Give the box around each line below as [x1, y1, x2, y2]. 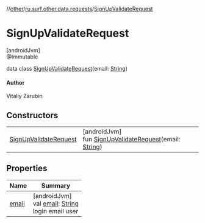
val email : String [32, 199, 79, 208]
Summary [41, 181, 71, 189]
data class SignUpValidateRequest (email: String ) [6, 65, 128, 72]
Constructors [6, 110, 59, 121]
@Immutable [6, 53, 38, 60]
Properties [6, 163, 48, 174]
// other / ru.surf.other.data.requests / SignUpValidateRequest [6, 5, 153, 12]
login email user [32, 207, 79, 215]
